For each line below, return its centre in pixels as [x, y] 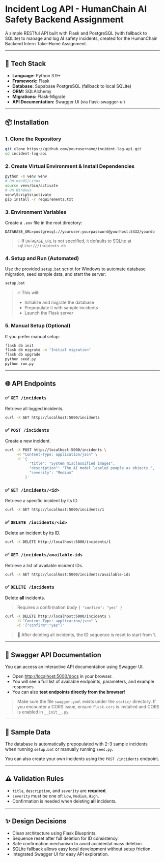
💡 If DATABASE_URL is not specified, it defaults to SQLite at [74, 241]
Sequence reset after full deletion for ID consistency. [65, 838]
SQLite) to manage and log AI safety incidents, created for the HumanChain [81, 38]
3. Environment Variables [36, 212]
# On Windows [18, 191]
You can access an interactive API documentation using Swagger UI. [74, 667]
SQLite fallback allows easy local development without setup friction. [82, 849]
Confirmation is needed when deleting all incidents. [64, 801]
